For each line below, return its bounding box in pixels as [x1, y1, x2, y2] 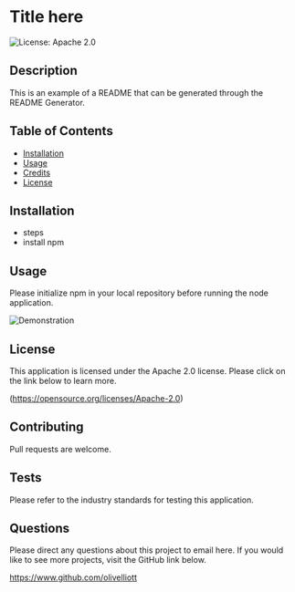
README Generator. [9, 97, 85, 108]
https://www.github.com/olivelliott [9, 572, 137, 583]
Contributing [9, 420, 84, 435]
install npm [22, 237, 65, 248]
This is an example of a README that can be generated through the [9, 87, 263, 98]
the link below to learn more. [9, 376, 117, 386]
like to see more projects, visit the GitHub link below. [9, 555, 207, 566]
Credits [22, 167, 51, 178]
